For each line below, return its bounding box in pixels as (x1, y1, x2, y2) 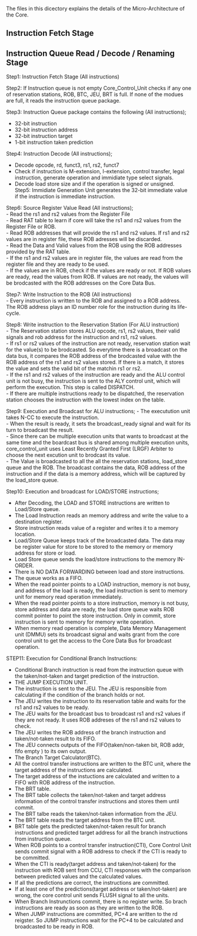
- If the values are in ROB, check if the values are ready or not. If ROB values (6, 267, 191, 274)
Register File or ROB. (6, 223, 56, 230)
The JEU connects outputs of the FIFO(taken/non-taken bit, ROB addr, (14, 741, 185, 749)
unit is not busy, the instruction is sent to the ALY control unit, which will (6, 377, 181, 385)
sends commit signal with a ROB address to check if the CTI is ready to (14, 848, 187, 855)
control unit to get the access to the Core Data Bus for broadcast (14, 637, 172, 644)
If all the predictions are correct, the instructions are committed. (14, 879, 169, 886)
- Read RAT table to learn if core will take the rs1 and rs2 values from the (6, 217, 182, 224)
